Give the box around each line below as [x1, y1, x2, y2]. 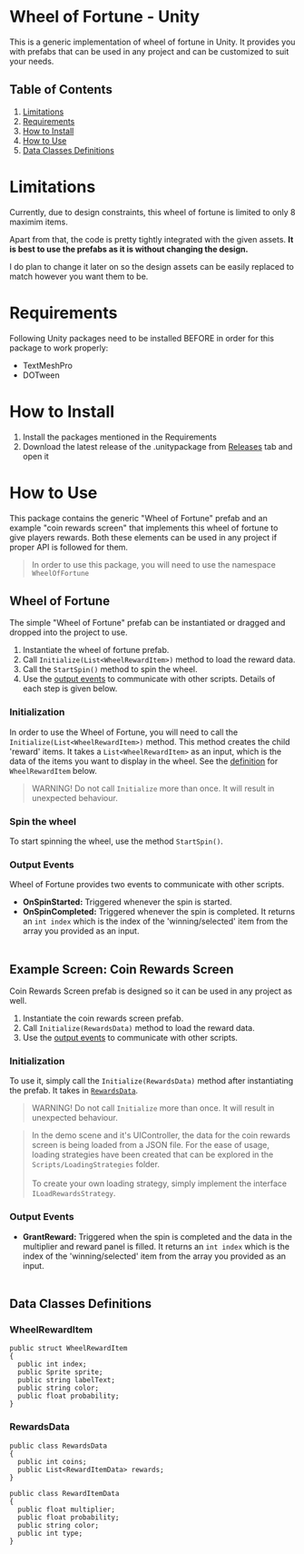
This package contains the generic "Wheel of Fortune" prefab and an [9, 512, 268, 523]
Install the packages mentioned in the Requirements [22, 431, 218, 442]
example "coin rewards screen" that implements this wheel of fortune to [9, 522, 279, 533]
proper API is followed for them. [9, 541, 129, 552]
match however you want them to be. [9, 271, 149, 282]
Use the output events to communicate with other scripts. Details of [22, 674, 276, 685]
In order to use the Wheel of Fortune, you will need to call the [9, 727, 239, 737]
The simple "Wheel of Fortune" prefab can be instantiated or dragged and [9, 618, 286, 629]
